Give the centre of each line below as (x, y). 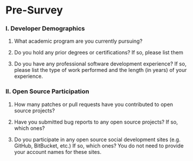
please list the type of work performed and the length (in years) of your (100, 70)
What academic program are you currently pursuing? (78, 41)
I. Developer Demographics (45, 29)
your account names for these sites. (58, 152)
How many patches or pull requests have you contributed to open (94, 104)
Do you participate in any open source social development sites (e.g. (97, 139)
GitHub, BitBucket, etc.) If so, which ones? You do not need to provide (99, 145)
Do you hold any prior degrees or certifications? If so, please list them (99, 53)
